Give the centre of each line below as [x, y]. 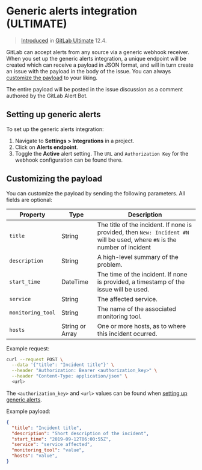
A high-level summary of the [138, 257]
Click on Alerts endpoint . [46, 147]
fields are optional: [29, 200]
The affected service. [127, 299]
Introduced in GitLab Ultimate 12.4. [64, 40]
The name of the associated [136, 309]
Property [32, 215]
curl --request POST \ [35, 359]
